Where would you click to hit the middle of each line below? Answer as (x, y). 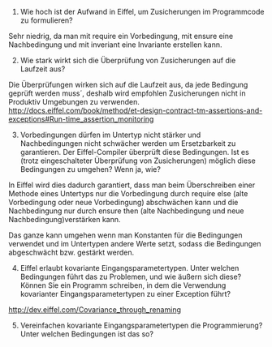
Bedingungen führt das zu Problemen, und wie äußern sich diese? (131, 276)
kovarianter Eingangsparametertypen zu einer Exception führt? (125, 294)
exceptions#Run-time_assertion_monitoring (81, 119)
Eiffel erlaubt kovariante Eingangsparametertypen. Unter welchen (130, 268)
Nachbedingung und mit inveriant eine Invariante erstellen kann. (115, 45)
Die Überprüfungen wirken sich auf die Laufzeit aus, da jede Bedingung (128, 85)
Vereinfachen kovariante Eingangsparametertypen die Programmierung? (141, 325)
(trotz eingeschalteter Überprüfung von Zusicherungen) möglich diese (138, 161)
